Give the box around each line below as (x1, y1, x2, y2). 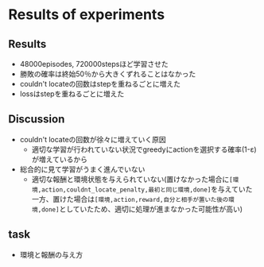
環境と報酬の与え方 (19, 250, 83, 259)
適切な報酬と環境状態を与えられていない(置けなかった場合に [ (31, 174, 233, 184)
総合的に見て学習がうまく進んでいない (19, 164, 146, 174)
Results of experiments (8, 6, 165, 24)
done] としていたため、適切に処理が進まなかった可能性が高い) (41, 204, 243, 214)
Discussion (8, 113, 65, 126)
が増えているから (31, 154, 87, 164)
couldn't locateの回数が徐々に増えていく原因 (19, 134, 167, 144)
